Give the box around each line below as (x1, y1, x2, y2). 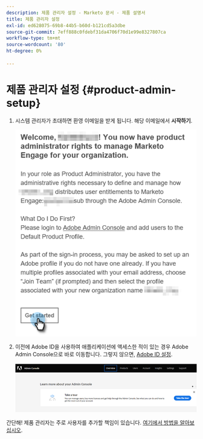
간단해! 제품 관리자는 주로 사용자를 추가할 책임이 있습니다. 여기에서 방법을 (6, 419, 179, 426)
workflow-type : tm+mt (6, 35, 61, 42)
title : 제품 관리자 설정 (6, 16, 60, 22)
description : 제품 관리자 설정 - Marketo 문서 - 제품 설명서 (6, 10, 146, 16)
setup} (6, 96, 41, 110)
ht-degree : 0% (6, 48, 42, 54)
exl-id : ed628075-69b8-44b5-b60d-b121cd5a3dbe (6, 22, 126, 28)
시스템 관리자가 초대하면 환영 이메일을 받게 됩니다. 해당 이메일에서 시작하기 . (14, 117, 193, 124)
